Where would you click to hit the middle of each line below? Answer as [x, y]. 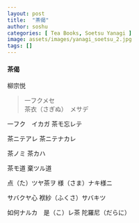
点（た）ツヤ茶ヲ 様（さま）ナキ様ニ [60, 183]
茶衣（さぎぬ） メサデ [56, 109]
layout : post [26, 14]
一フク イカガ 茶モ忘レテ [44, 124]
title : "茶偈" [28, 20]
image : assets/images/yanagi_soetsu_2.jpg [69, 40]
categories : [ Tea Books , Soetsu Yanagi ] [69, 33]
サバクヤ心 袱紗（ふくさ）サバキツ [57, 198]
